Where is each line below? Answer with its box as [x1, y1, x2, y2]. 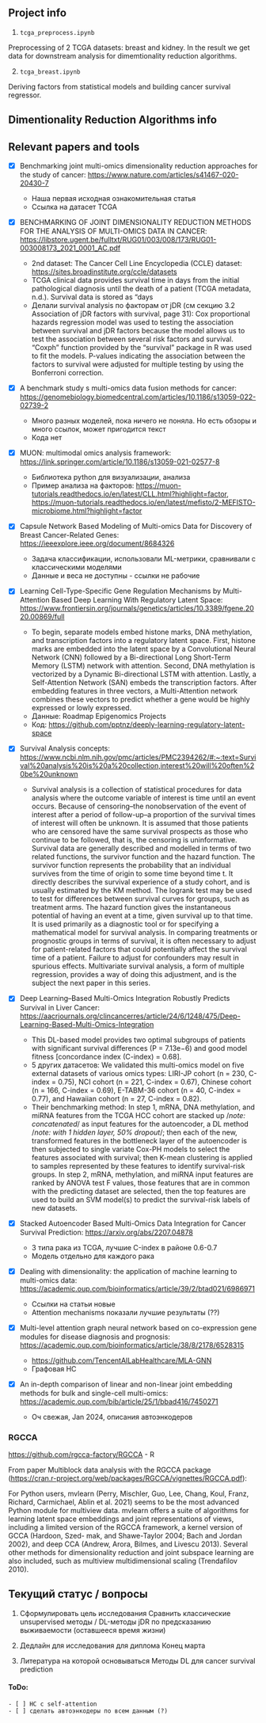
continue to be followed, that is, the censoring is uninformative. [31, 835, 237, 845]
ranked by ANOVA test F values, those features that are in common [31, 1177, 250, 1187]
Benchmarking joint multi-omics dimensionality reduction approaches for [19, 162, 258, 171]
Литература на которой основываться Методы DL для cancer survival [19, 1656, 256, 1665]
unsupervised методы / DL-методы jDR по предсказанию [19, 1617, 211, 1626]
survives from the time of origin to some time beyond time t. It [31, 869, 234, 878]
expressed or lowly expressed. [31, 703, 132, 713]
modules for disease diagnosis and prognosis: [19, 1332, 170, 1341]
